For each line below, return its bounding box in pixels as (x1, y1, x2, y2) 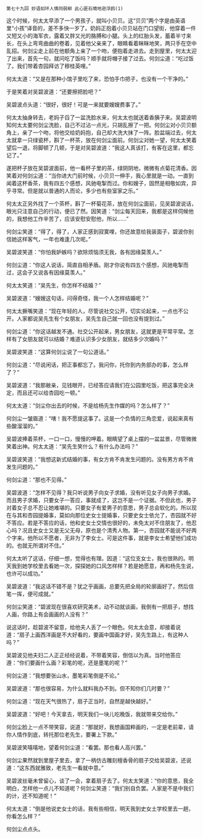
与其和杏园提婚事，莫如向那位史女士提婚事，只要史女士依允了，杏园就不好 (11, 512, 197, 519)
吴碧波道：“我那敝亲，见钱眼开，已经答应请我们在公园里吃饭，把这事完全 (6, 382, 189, 388)
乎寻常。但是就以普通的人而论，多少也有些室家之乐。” (6, 187, 139, 194)
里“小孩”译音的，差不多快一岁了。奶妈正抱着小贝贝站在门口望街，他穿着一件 (6, 25, 196, 31)
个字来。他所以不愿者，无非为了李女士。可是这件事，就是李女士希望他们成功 (6, 534, 197, 542)
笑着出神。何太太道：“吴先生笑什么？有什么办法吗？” (6, 443, 138, 450)
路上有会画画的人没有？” (27, 610, 89, 618)
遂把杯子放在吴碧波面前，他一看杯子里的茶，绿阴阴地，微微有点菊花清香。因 (6, 165, 197, 171)
